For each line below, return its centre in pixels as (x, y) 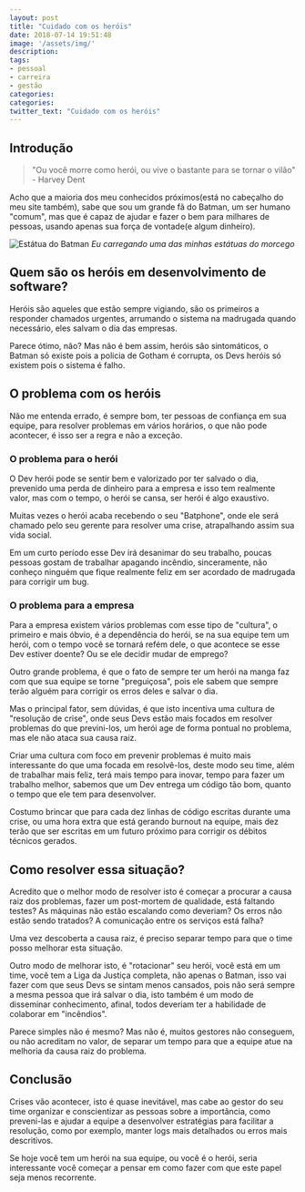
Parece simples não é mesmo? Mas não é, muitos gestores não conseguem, (152, 1032)
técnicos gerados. (43, 841)
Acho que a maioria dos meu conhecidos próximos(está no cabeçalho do (147, 198)
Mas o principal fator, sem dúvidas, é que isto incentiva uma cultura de (142, 709)
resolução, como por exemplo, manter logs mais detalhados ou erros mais (148, 1130)
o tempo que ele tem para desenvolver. (83, 795)
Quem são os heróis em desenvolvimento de (138, 273)
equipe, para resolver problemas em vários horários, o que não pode (138, 426)
